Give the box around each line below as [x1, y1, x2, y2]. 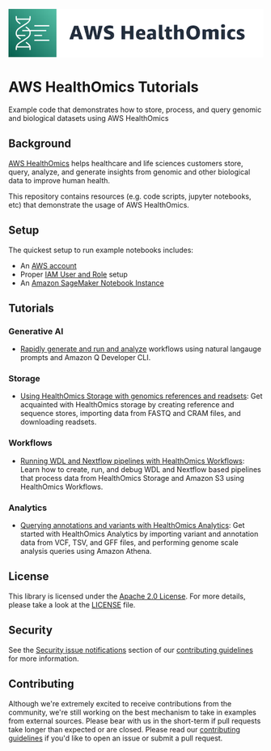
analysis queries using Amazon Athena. [19, 547, 152, 556]
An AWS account [19, 260, 77, 270]
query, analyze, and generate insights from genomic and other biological [8, 167, 251, 177]
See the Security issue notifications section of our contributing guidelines [8, 645, 253, 654]
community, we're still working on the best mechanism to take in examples [8, 707, 256, 717]
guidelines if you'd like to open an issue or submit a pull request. [8, 733, 223, 743]
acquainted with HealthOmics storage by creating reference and [19, 400, 235, 410]
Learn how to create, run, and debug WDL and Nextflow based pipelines [19, 464, 261, 474]
